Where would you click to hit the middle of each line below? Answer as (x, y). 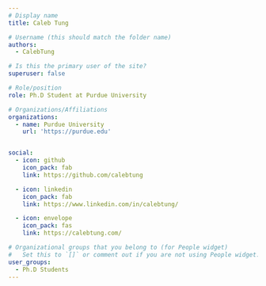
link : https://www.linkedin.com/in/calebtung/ (101, 204)
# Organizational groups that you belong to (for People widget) (118, 247)
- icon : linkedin (44, 189)
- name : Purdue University (60, 124)
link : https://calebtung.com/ (72, 233)
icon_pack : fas (47, 226)
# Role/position (35, 88)
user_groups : (30, 262)
